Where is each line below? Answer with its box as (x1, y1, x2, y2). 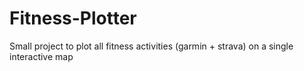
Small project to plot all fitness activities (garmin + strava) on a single (9, 40, 294, 52)
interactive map (9, 50, 74, 62)
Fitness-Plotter (9, 7, 137, 30)
